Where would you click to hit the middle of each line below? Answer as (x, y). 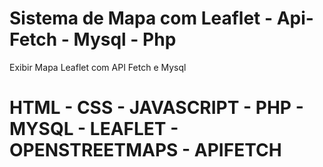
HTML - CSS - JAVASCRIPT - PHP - (156, 108)
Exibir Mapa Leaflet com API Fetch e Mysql (98, 67)
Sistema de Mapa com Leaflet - (141, 18)
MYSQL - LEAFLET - (94, 129)
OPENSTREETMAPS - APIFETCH (145, 150)
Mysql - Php (125, 39)
